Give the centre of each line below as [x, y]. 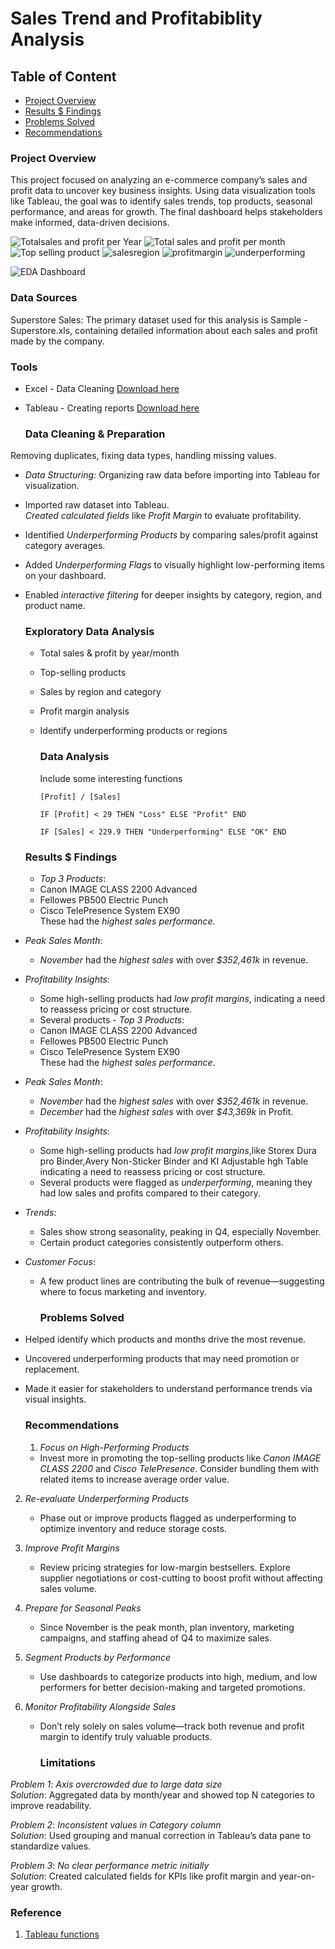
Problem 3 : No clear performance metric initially [110, 1865]
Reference [36, 1912]
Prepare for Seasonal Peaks [83, 1608]
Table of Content [63, 76]
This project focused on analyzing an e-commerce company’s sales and [159, 180]
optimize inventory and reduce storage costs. [133, 1528]
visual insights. [55, 1399]
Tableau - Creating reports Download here [112, 408]
